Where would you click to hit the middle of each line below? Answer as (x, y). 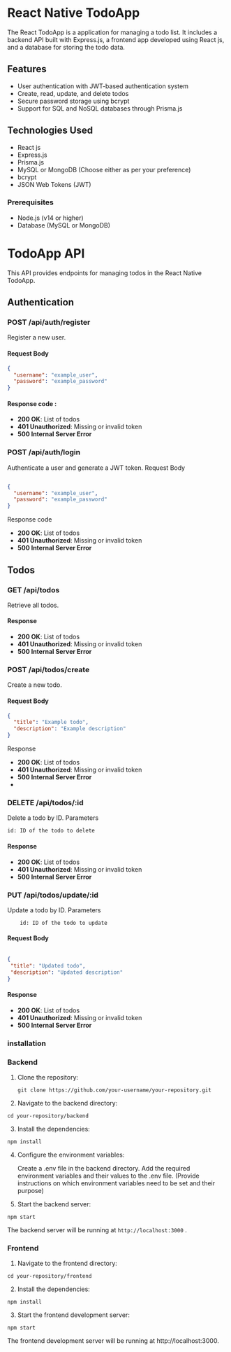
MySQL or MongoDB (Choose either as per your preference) (104, 169)
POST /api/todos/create (49, 670)
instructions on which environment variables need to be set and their (116, 1183)
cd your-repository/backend (48, 1116)
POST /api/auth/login (44, 452)
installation (27, 1043)
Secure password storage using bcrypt (73, 101)
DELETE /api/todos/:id (45, 803)
